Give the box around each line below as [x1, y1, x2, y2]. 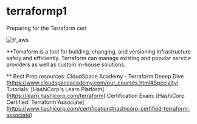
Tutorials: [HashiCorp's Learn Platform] [6, 85, 105, 92]
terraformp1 [6, 4, 67, 18]
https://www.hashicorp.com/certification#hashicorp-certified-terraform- [8, 105, 190, 112]
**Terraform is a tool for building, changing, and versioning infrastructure [6, 47, 192, 55]
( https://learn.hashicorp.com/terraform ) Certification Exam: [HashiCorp [6, 92, 185, 99]
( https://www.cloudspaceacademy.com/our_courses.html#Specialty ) [6, 79, 179, 86]
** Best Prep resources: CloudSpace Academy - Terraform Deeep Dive [6, 72, 184, 80]
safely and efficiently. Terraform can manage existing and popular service [6, 54, 192, 61]
